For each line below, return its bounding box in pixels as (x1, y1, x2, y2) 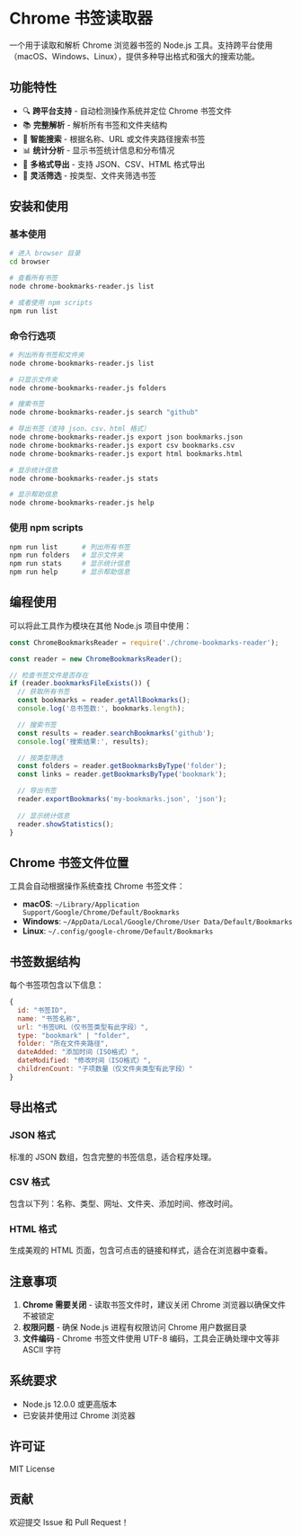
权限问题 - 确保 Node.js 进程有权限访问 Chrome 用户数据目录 (22, 1321, 247, 1332)
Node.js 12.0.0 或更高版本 (22, 1398, 118, 1409)
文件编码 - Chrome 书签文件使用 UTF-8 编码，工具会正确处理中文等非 (22, 1333, 280, 1344)
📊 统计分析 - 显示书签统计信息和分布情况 (22, 145, 175, 156)
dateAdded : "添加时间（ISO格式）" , (17, 1048, 140, 1057)
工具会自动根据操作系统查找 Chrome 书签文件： (9, 880, 186, 891)
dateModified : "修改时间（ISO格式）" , (17, 1056, 152, 1066)
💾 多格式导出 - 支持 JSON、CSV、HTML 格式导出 (22, 158, 206, 169)
